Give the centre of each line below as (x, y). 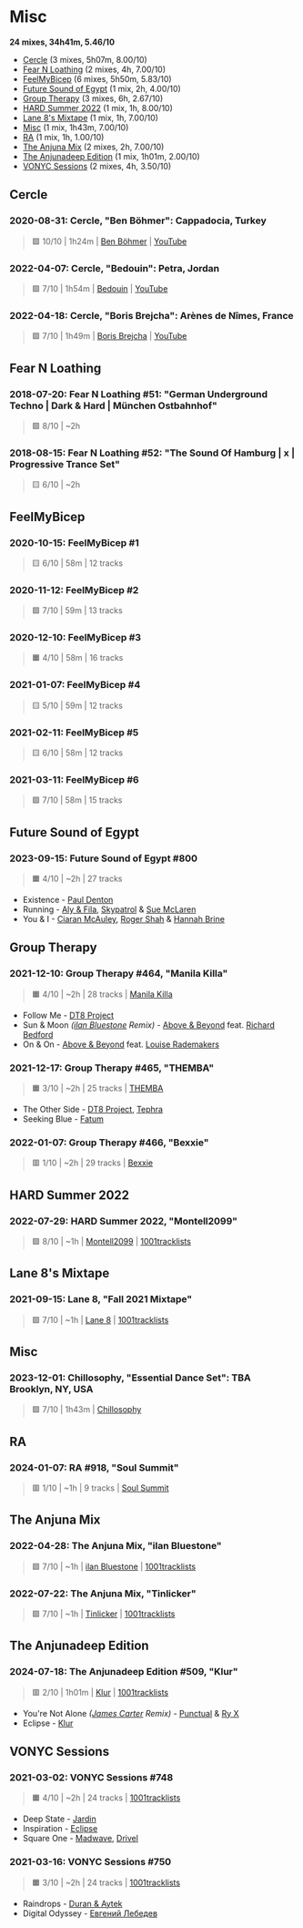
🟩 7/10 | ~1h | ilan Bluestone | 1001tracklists (114, 1566)
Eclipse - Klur (48, 1723)
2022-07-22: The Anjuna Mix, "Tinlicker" (103, 1594)
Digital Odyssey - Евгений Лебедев (90, 1913)
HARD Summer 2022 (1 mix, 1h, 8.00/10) (97, 108)
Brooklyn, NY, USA (51, 1390)
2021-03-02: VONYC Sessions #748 (91, 1778)
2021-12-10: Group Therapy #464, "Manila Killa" (119, 974)
